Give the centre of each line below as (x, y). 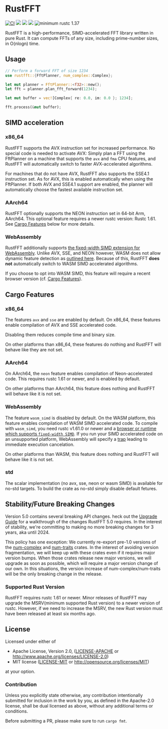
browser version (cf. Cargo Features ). (44, 279)
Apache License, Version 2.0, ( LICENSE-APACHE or (65, 651)
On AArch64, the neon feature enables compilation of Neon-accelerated (79, 374)
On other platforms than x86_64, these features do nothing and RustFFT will (83, 344)
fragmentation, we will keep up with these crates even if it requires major (80, 552)
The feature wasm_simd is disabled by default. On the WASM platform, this (80, 418)
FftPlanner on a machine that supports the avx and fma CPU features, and (80, 159)
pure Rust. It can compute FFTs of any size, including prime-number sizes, (82, 38)
